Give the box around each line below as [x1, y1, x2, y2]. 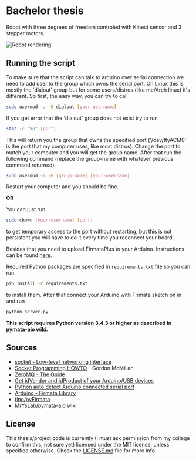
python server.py [6, 309, 49, 315]
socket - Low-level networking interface [14, 358, 112, 365]
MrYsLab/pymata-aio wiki [14, 402, 77, 409]
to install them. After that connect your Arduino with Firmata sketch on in [6, 292, 182, 299]
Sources [6, 343, 38, 353]
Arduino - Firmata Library [14, 389, 76, 397]
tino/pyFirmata [14, 395, 50, 402]
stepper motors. [6, 29, 45, 36]
